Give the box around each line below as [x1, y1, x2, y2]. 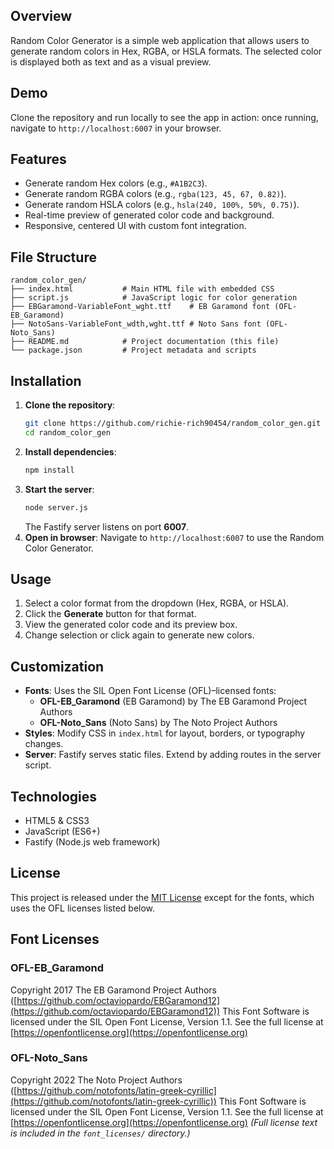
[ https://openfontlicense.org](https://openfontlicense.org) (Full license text [10, 1116, 318, 1128]
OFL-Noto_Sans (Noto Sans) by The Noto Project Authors [39, 717, 278, 729]
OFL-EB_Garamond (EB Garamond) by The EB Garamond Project [39, 695, 308, 708]
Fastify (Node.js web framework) [24, 836, 161, 848]
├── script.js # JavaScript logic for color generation [10, 293, 298, 303]
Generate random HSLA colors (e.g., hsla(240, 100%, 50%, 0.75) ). [24, 199, 300, 211]
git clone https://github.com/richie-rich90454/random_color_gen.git [24, 419, 322, 429]
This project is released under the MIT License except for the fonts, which [10, 891, 315, 903]
